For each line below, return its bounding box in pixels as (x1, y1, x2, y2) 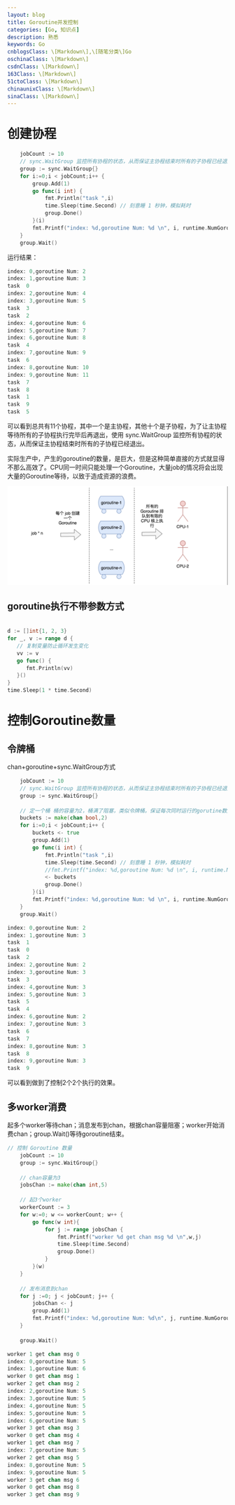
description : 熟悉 (7, 34, 59, 41)
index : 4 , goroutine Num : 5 (7, 1402, 86, 1410)
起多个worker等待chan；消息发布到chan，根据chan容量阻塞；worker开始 (7, 1121, 219, 1129)
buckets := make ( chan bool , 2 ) (20, 815, 108, 822)
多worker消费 (7, 1101, 67, 1113)
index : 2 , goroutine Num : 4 (7, 290, 86, 297)
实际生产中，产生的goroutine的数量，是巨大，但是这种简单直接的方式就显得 (7, 455, 225, 463)
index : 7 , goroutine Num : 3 (7, 1021, 86, 1028)
